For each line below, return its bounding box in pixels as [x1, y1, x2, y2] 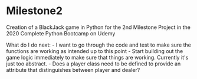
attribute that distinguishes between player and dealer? [6, 66, 140, 73]
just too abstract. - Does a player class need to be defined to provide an [6, 60, 181, 67]
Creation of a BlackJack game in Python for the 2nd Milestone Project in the [6, 24, 191, 31]
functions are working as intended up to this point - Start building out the [6, 47, 183, 54]
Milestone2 [6, 4, 63, 18]
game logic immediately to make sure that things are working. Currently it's [6, 54, 189, 61]
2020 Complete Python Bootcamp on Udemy [6, 29, 116, 37]
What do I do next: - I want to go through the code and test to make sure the [6, 41, 192, 48]
